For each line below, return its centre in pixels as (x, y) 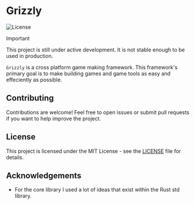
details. (15, 157)
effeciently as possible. (34, 80)
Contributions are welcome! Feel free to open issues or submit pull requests (98, 112)
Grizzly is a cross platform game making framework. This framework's (92, 67)
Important (18, 38)
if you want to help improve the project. (54, 118)
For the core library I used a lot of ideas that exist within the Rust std (97, 190)
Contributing (30, 98)
